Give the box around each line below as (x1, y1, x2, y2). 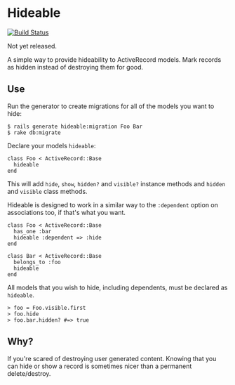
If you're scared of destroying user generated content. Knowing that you (7, 354, 217, 363)
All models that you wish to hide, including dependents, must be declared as (7, 283, 228, 292)
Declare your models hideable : (7, 141, 96, 150)
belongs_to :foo (13, 259, 61, 266)
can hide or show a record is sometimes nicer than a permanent (7, 362, 192, 370)
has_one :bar (13, 228, 52, 235)
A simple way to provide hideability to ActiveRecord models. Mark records (7, 55, 222, 64)
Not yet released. (7, 41, 58, 50)
